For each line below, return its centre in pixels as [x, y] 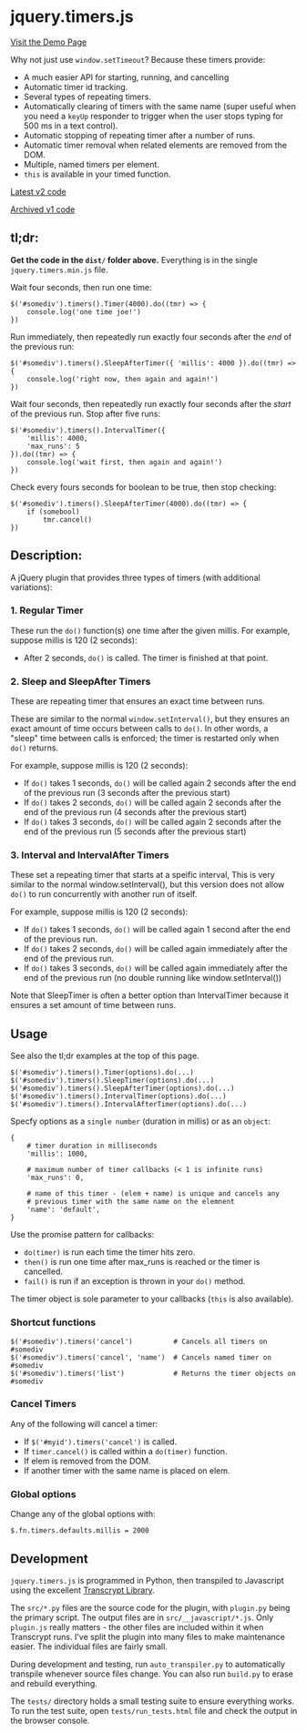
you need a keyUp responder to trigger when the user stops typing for [153, 116]
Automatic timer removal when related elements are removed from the [155, 145]
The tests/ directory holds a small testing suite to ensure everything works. [153, 1701]
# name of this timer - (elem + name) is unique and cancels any [153, 1194]
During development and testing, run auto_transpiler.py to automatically [148, 1664]
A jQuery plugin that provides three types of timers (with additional [135, 577]
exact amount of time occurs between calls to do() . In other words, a [139, 729]
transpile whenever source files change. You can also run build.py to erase [152, 1674]
